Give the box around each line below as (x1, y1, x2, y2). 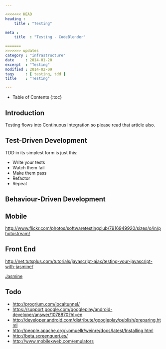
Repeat (12, 180, 27, 186)
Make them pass (12, 170, 47, 176)
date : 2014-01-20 (5, 57, 52, 62)
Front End (5, 245, 36, 254)
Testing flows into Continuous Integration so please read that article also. (5, 122, 156, 128)
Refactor (12, 175, 30, 181)
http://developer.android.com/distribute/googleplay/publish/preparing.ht (12, 317, 161, 323)
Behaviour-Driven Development (5, 195, 106, 204)
